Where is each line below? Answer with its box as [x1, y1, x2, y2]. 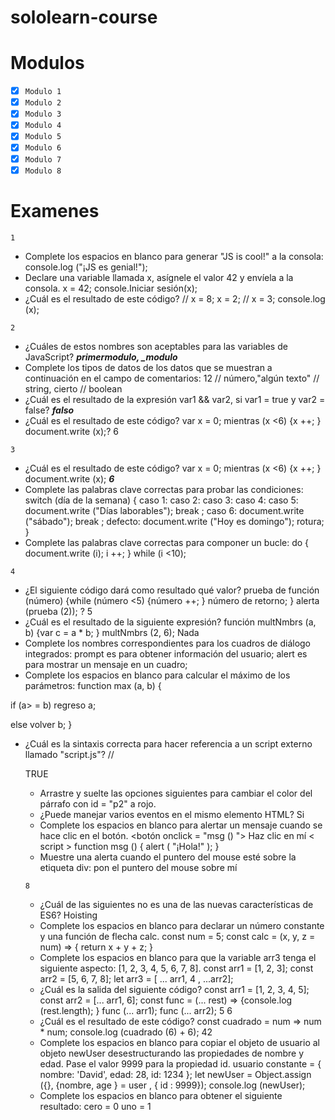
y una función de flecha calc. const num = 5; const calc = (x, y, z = [39, 930, 316, 942]
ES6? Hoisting [39, 909, 98, 921]
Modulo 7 [24, 154, 62, 165]
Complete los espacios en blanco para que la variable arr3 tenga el [39, 951, 317, 963]
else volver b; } [10, 718, 73, 730]
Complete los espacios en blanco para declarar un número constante [39, 919, 325, 931]
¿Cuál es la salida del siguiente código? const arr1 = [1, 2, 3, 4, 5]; [39, 983, 310, 995]
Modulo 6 [24, 143, 62, 153]
